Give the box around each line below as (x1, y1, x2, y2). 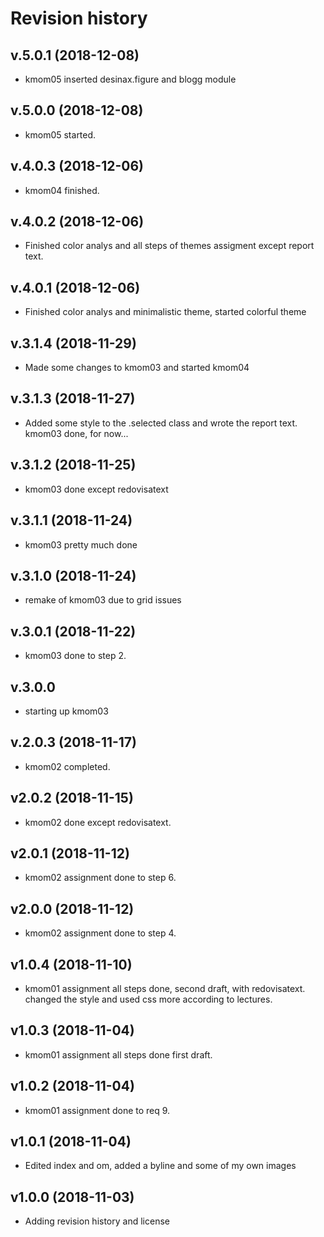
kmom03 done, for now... (24, 427, 129, 439)
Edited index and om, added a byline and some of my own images (24, 1160, 297, 1172)
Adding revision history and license (24, 1215, 170, 1227)
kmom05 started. (24, 128, 97, 141)
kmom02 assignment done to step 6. (24, 872, 177, 884)
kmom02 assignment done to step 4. (24, 927, 177, 939)
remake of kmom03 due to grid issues (24, 594, 182, 606)
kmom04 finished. (24, 184, 100, 196)
